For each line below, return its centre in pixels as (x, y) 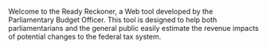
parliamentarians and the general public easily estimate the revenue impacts (133, 28)
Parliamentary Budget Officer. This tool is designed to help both (113, 20)
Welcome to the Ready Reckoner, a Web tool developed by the (111, 11)
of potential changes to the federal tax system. (85, 36)
